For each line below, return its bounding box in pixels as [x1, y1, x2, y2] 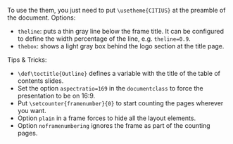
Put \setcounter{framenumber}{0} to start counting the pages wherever [17, 99, 224, 107]
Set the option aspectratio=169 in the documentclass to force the [17, 84, 203, 92]
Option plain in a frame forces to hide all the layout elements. [17, 114, 196, 122]
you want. [17, 107, 47, 114]
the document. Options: [7, 13, 76, 22]
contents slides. [17, 77, 64, 85]
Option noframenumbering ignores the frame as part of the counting [17, 122, 210, 129]
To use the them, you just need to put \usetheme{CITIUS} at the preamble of [7, 6, 226, 14]
